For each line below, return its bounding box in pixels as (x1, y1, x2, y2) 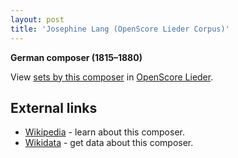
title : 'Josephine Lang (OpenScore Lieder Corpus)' (10, 24, 230, 34)
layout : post (10, 14, 65, 25)
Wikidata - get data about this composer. (24, 137, 194, 149)
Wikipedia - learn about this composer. (24, 126, 185, 138)
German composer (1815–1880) (10, 51, 143, 63)
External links (10, 99, 98, 116)
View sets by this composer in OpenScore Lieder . (10, 71, 214, 83)
